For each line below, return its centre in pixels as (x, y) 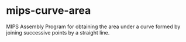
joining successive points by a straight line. (58, 32)
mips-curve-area (49, 11)
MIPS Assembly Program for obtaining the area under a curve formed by (93, 26)
